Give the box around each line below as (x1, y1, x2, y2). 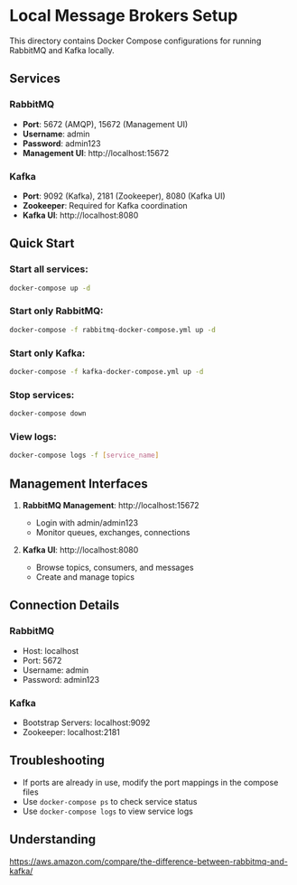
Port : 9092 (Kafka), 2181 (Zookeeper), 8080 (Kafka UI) (22, 191, 226, 201)
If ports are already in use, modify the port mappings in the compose (22, 777, 279, 787)
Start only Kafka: (9, 347, 86, 359)
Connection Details (9, 598, 120, 613)
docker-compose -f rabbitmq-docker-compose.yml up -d (9, 325, 217, 334)
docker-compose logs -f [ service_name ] (9, 451, 160, 461)
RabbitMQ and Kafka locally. (9, 44, 115, 55)
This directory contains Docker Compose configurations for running (9, 35, 262, 46)
